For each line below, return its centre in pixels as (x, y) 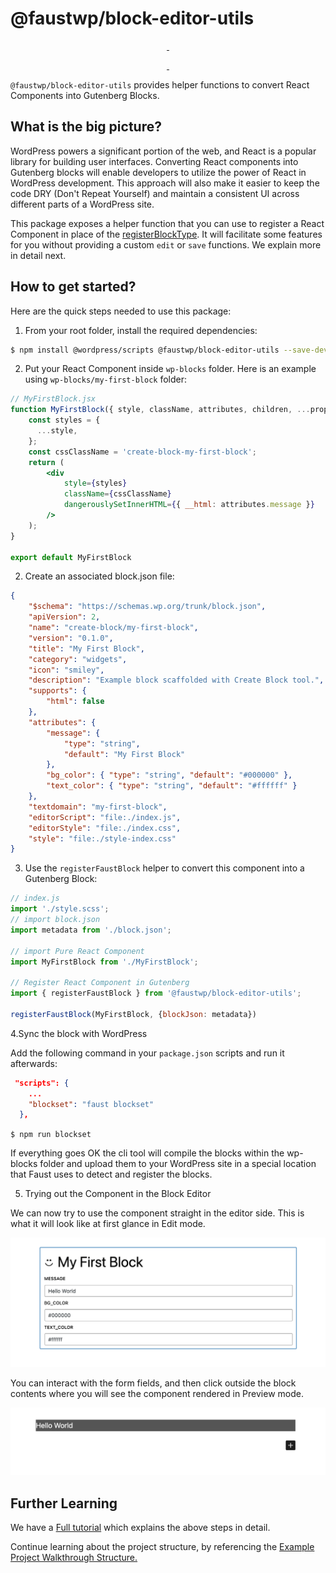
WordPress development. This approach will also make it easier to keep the (165, 183)
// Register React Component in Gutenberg (100, 983)
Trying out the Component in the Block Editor (118, 1194)
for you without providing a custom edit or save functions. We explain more (166, 244)
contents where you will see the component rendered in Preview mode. (157, 1393)
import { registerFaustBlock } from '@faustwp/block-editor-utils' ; (156, 993)
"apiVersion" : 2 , (64, 617)
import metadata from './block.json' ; (91, 930)
